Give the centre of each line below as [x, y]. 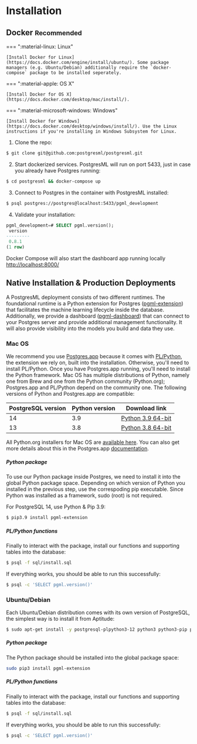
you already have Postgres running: [57, 170]
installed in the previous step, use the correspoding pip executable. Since [95, 489]
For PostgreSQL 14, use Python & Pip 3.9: [56, 507]
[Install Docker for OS [35, 95]
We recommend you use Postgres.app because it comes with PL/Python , [94, 356]
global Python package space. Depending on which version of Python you [96, 483]
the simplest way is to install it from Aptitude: [60, 618]
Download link [146, 408]
